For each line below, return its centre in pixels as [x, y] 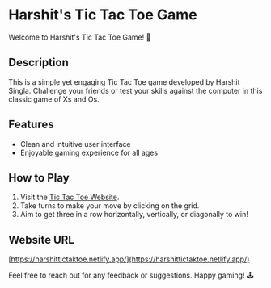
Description [38, 63]
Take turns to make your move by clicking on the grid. [110, 206]
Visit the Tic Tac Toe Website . [70, 197]
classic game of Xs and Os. [54, 99]
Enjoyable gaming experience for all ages [89, 152]
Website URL [41, 240]
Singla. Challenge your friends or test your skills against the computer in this [135, 90]
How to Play [39, 178]
